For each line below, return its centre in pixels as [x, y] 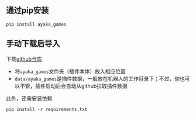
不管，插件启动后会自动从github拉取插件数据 [73, 86]
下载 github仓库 [24, 59]
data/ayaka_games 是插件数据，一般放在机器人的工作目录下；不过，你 [97, 78]
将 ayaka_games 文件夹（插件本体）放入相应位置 [70, 71]
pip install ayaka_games [36, 24]
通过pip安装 [27, 11]
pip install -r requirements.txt [47, 109]
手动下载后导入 [33, 44]
